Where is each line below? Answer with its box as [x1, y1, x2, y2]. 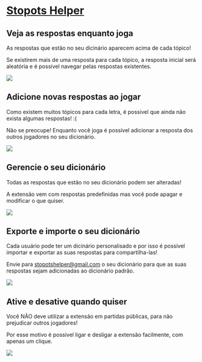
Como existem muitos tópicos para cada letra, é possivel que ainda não [6, 108, 186, 115]
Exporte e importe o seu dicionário [6, 226, 140, 236]
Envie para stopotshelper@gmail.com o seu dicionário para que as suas [6, 261, 187, 268]
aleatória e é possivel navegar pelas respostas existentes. [6, 62, 151, 70]
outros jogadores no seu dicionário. [6, 133, 96, 140]
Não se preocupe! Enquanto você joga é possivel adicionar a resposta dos [6, 126, 193, 134]
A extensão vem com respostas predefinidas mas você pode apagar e [6, 190, 183, 198]
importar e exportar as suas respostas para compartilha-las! [6, 249, 157, 256]
